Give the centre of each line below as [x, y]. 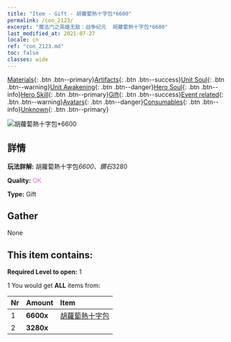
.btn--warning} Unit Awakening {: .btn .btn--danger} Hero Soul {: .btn [104, 87]
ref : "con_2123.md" [36, 46]
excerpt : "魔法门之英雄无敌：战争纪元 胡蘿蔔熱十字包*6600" [87, 27]
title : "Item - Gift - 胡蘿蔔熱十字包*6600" [69, 14]
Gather [23, 216]
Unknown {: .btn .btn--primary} [65, 109]
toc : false [23, 53]
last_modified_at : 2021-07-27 [51, 33]
